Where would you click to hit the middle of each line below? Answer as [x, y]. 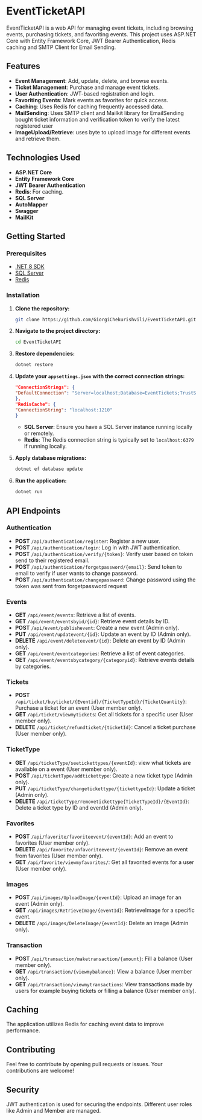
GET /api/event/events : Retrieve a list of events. [75, 615]
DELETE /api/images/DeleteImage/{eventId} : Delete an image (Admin [102, 923]
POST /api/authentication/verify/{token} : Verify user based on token [104, 554]
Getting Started [36, 236]
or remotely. [39, 433]
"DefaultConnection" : [42, 393]
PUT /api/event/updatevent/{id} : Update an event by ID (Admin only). [103, 634]
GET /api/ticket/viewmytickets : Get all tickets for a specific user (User [104, 715]
